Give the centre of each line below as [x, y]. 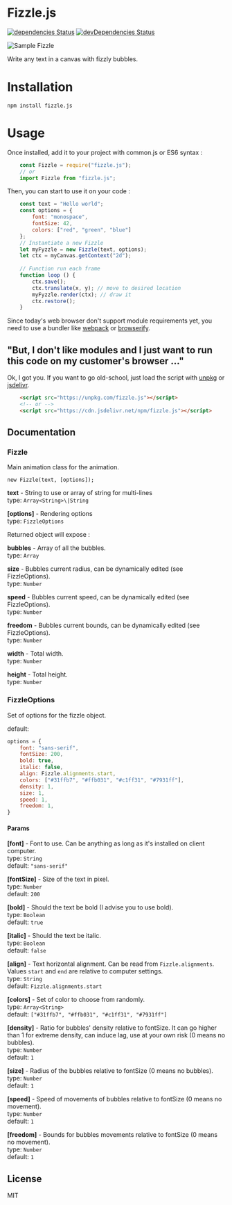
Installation [40, 87]
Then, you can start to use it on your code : [69, 191]
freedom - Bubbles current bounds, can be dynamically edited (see [104, 625]
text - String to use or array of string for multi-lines [80, 493]
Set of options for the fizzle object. [57, 715]
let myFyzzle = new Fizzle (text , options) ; [83, 249]
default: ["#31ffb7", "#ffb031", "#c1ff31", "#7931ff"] [87, 1014]
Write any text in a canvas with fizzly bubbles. [73, 59]
